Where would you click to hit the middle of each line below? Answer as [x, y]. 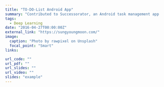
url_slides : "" [21, 68]
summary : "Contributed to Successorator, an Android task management [78, 14]
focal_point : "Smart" [32, 46]
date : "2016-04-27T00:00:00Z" [36, 28]
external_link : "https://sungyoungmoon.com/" [52, 32]
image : [12, 37]
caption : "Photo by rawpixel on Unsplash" [54, 41]
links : [12, 50]
